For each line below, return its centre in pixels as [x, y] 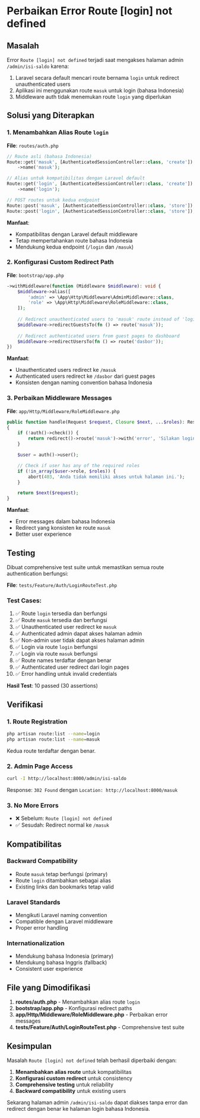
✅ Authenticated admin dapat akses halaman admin [79, 633]
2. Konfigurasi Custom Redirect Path [61, 262]
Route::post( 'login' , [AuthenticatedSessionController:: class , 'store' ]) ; [101, 211]
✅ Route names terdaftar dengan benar [63, 660]
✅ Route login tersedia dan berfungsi [61, 614]
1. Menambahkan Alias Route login [58, 132]
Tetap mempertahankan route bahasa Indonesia [74, 240]
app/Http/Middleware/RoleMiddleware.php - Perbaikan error [91, 1015]
